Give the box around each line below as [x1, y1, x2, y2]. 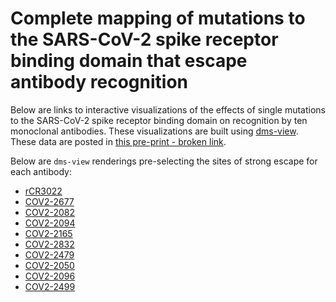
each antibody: [10, 165, 72, 177]
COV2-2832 [24, 238, 75, 250]
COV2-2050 [24, 259, 75, 271]
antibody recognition [10, 71, 188, 94]
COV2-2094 [24, 217, 76, 229]
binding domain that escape [10, 50, 248, 72]
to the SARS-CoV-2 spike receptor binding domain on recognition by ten [10, 114, 308, 126]
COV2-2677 [24, 195, 75, 207]
